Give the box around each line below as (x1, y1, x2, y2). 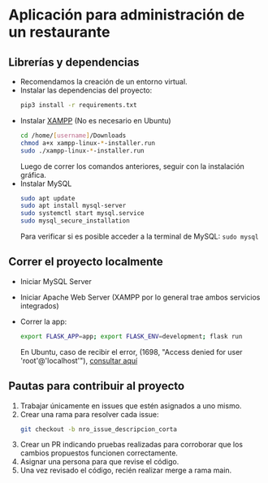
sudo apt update (19, 194, 76, 202)
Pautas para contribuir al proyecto (8, 379, 185, 393)
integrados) (19, 300, 59, 310)
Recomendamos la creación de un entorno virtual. (19, 77, 188, 86)
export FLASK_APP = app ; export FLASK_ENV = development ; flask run (19, 332, 243, 340)
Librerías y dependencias (8, 55, 140, 69)
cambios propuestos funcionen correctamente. (19, 448, 179, 458)
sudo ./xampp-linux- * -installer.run (19, 146, 145, 155)
